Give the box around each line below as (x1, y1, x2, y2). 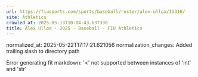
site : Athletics (6, 14, 47, 20)
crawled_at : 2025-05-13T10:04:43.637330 (6, 20, 109, 25)
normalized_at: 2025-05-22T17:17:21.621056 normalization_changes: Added (6, 41, 193, 49)
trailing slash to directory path (6, 48, 80, 55)
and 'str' (6, 66, 27, 73)
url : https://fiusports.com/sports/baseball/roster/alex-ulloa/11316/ (6, 8, 185, 15)
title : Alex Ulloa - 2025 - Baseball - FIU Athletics (6, 25, 143, 31)
